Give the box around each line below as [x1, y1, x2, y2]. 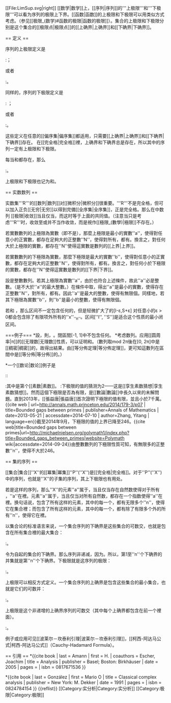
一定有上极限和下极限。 [9, 146, 59, 151]
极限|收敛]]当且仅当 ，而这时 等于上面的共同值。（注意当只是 [14, 213, 137, 219]
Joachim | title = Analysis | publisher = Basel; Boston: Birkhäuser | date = [5, 658, 159, 665]
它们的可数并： [14, 585, 46, 591]
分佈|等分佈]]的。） [26, 351, 65, 357]
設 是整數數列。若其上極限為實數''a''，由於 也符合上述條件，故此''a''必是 [5, 277, 155, 283]
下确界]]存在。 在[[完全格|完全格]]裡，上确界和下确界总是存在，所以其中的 [5, 139, 161, 145]
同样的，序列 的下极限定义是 [5, 90, 64, 95]
